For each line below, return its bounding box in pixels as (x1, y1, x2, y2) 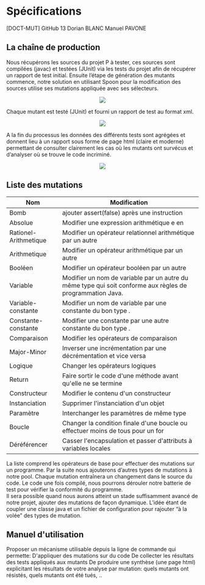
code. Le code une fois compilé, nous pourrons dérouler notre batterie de (6, 479, 191, 486)
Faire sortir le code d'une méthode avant (62, 371, 179, 380)
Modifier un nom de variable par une (62, 299, 167, 307)
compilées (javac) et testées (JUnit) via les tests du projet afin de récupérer (6, 65, 196, 72)
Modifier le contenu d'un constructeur (62, 389, 171, 397)
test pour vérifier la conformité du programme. (6, 485, 123, 493)
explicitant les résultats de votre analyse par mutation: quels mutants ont (6, 565, 189, 573)
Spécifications (6, 4, 82, 18)
